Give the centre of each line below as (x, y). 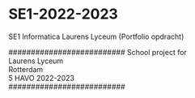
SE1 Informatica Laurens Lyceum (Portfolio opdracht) (96, 36)
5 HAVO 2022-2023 (42, 78)
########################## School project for (98, 52)
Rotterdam (26, 69)
